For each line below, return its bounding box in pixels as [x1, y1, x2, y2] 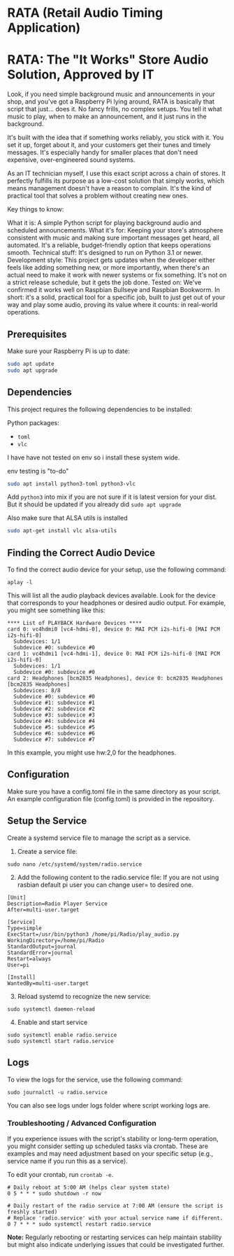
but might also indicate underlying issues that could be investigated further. [7, 1240, 225, 1248]
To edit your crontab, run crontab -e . [7, 1170, 114, 1178]
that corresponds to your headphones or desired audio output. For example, [7, 599, 226, 607]
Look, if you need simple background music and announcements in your [7, 90, 215, 99]
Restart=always [7, 955, 52, 962]
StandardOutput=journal [7, 943, 77, 950]
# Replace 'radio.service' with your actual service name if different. [7, 1214, 224, 1222]
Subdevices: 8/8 [13, 687, 61, 694]
